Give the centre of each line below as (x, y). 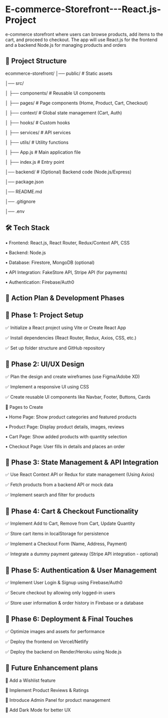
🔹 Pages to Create (24, 407)
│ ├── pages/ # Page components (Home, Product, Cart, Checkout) (77, 103)
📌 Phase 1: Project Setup (44, 316)
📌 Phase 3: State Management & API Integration (82, 462)
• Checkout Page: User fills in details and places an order (65, 446)
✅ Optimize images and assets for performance (55, 631)
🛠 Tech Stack (27, 228)
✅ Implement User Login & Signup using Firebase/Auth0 (64, 583)
